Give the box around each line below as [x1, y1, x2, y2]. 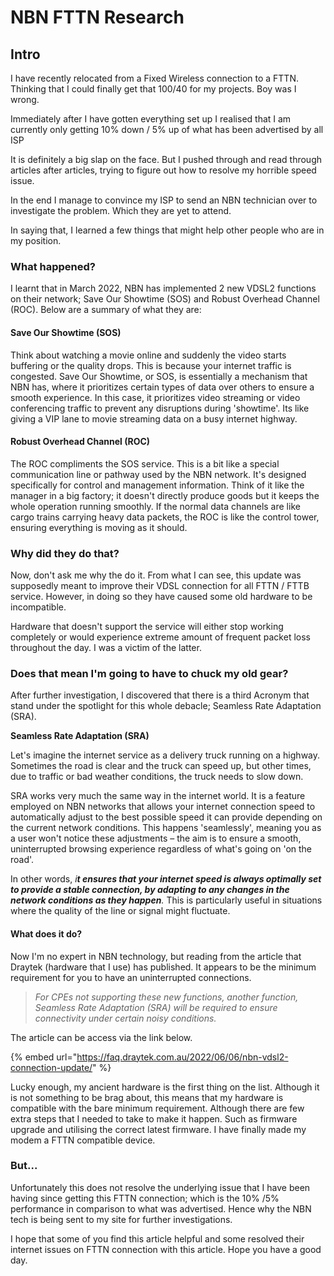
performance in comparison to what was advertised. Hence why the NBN [10, 1202, 312, 1215]
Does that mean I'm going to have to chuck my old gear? [10, 666, 289, 680]
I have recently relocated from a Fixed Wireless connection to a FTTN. [10, 72, 299, 84]
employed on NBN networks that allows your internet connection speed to [10, 801, 316, 813]
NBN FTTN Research [10, 6, 185, 29]
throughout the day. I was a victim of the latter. [10, 642, 202, 653]
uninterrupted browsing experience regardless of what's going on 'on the [10, 843, 313, 855]
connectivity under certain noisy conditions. [34, 1012, 217, 1024]
